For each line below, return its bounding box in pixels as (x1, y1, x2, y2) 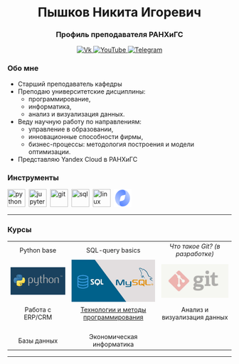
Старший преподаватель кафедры (17, 79, 122, 88)
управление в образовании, (28, 125, 114, 133)
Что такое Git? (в (169, 242, 221, 250)
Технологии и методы (80, 305, 147, 314)
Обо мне (7, 63, 39, 73)
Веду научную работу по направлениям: (17, 117, 142, 126)
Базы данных (18, 336, 58, 345)
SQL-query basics (86, 246, 141, 254)
